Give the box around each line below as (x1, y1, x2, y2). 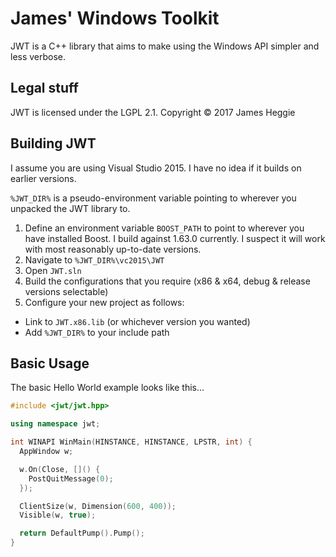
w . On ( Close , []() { (19, 464, 101, 474)
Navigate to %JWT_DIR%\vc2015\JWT (24, 253, 165, 266)
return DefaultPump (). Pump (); (19, 528, 145, 539)
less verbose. (10, 50, 67, 62)
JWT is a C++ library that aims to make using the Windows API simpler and (10, 40, 320, 52)
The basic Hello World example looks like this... (10, 382, 205, 394)
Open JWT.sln (24, 264, 82, 276)
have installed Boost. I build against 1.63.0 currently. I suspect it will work (24, 232, 326, 244)
